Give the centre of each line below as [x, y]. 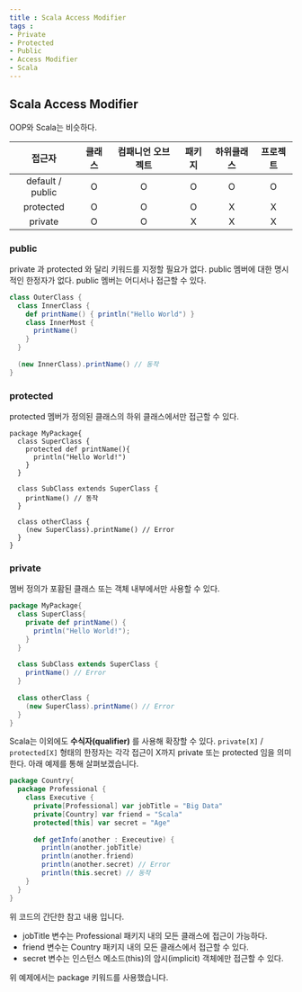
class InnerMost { [60, 322]
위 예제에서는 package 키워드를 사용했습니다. [89, 977]
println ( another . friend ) [88, 856]
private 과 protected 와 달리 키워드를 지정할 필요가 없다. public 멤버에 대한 [141, 269]
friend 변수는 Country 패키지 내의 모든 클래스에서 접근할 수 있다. [135, 947]
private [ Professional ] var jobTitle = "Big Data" [128, 807]
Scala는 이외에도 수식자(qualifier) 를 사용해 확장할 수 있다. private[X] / [136, 741]
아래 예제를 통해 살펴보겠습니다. [84, 764]
